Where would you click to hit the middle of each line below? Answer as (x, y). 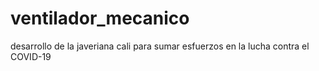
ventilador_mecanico (100, 18)
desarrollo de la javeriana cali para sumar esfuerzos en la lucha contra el (160, 46)
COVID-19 (31, 56)
